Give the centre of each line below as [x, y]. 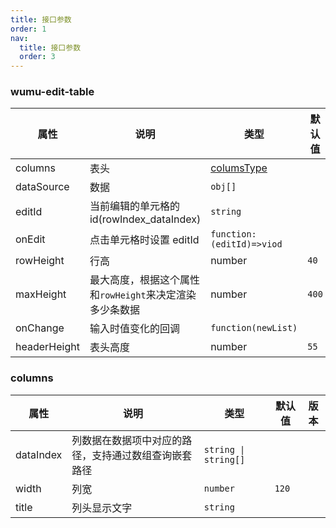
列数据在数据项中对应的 [127, 440]
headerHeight [47, 347]
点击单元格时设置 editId [144, 240]
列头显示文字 [102, 508]
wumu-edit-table [52, 92]
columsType [239, 168]
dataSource [42, 187]
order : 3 [37, 57]
